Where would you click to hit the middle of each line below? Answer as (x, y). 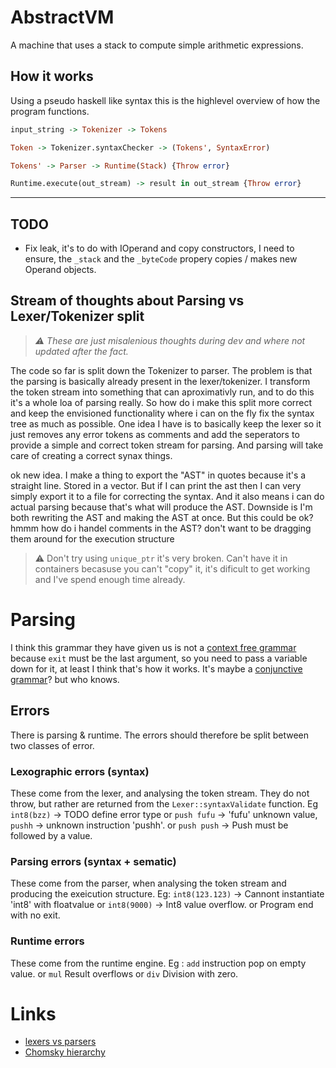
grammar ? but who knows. (65, 679)
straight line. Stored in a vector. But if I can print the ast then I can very (156, 485)
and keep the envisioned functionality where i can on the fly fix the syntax (162, 413)
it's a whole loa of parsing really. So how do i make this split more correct (161, 402)
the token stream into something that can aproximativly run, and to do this (162, 392)
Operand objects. (60, 270)
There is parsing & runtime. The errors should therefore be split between (160, 735)
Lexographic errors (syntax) (80, 771)
